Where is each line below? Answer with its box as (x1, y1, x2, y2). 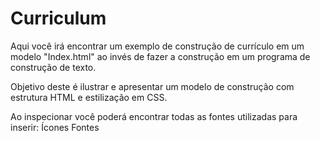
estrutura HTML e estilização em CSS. (10, 91, 168, 103)
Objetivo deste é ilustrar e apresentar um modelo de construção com (10, 80, 295, 92)
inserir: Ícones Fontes (10, 121, 100, 133)
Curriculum (10, 7, 107, 30)
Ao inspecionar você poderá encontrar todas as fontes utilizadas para (10, 110, 298, 122)
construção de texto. (10, 61, 97, 73)
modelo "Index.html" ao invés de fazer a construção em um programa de (10, 50, 311, 62)
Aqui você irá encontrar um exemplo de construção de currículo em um (10, 40, 305, 52)
